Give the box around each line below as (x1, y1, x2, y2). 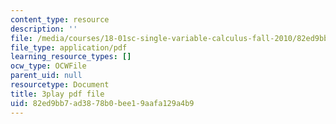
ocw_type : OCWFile (10, 61, 87, 71)
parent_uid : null (10, 71, 83, 81)
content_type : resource (10, 14, 110, 25)
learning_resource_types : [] (10, 52, 132, 62)
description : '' (10, 24, 78, 34)
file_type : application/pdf (10, 42, 128, 53)
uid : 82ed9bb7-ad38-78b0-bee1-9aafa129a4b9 (10, 98, 195, 108)
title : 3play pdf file (10, 89, 105, 99)
